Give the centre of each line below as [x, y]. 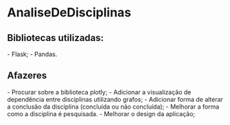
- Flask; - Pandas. [32, 54]
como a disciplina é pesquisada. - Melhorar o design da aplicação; [101, 113]
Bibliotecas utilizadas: [56, 38]
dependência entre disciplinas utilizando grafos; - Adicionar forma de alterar [115, 99]
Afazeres [27, 75]
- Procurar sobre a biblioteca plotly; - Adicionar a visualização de [99, 92]
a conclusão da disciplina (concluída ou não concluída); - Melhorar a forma [113, 107]
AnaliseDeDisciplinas [69, 13]
